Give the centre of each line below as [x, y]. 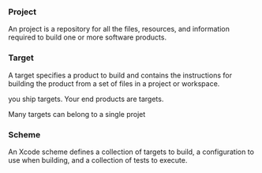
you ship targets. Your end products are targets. [86, 99]
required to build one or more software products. [88, 37]
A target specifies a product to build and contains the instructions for [120, 75]
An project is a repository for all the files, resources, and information [119, 29]
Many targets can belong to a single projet [77, 114]
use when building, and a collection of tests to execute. [98, 160]
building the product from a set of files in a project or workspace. [114, 83]
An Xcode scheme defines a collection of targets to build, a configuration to [131, 152]
